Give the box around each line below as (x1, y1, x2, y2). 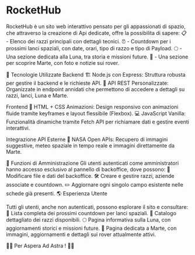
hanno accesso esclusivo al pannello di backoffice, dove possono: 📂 (6, 166, 170, 173)
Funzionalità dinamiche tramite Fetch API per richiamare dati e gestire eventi (6, 118, 190, 125)
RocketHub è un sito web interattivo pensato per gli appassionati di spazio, (6, 23, 186, 30)
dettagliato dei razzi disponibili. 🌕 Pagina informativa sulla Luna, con (6, 216, 171, 223)
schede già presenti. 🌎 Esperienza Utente (6, 189, 108, 197)
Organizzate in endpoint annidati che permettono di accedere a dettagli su (6, 85, 185, 92)
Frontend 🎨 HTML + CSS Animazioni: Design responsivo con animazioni (6, 103, 179, 110)
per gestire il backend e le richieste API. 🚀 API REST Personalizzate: (6, 80, 169, 87)
